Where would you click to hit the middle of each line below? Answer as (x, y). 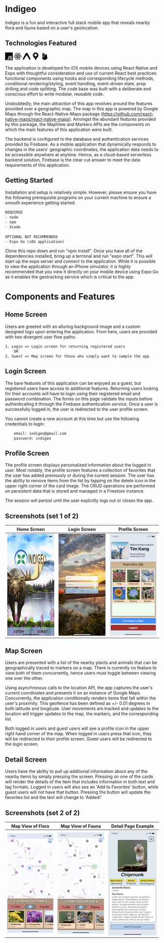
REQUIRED (14, 212)
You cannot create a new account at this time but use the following (72, 419)
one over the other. (24, 678)
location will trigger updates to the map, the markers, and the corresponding (82, 714)
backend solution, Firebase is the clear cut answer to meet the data (73, 160)
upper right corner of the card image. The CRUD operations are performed (80, 486)
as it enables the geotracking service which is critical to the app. (70, 277)
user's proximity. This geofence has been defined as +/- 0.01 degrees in (78, 703)
